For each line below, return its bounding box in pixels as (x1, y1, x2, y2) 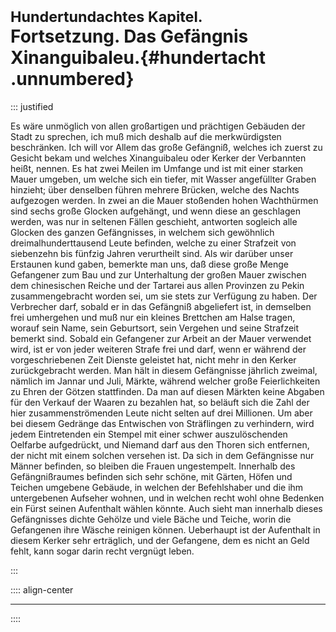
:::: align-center (10, 583, 74, 596)
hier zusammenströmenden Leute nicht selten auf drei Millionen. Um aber (10, 407, 313, 419)
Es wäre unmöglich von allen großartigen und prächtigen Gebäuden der (10, 120, 306, 132)
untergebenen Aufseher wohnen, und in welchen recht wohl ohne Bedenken (10, 492, 325, 504)
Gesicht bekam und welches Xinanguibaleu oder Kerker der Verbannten (10, 152, 307, 164)
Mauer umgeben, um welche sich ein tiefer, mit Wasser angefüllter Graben (10, 173, 317, 185)
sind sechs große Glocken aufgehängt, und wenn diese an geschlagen (10, 205, 301, 217)
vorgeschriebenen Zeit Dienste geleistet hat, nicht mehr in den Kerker (10, 353, 297, 366)
